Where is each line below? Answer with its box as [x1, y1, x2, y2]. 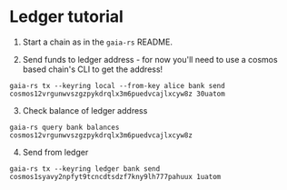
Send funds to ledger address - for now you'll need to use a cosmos [22, 54, 279, 65]
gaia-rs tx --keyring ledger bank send [9, 164, 161, 174]
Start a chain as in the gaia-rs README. [22, 36, 173, 47]
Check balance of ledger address [22, 105, 148, 115]
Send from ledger [22, 146, 89, 157]
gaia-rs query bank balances [9, 123, 120, 132]
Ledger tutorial [9, 6, 124, 27]
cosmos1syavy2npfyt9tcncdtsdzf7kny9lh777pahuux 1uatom [9, 172, 222, 181]
